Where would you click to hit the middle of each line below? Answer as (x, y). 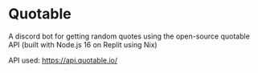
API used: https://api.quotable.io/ (63, 60)
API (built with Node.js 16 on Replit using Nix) (83, 44)
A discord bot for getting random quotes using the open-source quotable (129, 36)
